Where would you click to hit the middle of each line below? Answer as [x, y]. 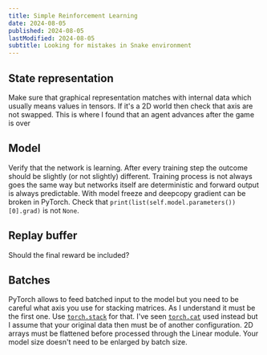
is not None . [61, 210]
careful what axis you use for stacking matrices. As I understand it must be [132, 308]
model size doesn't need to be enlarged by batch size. [98, 342]
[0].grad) [25, 211]
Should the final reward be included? [69, 255]
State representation [61, 78]
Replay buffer [43, 236]
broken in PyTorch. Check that [58, 202]
